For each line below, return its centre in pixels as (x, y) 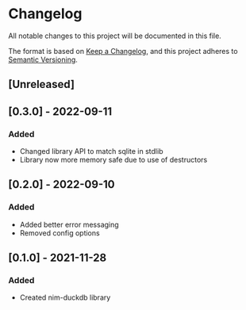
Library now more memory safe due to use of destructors (113, 160)
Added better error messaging (69, 224)
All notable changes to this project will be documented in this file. (115, 36)
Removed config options (60, 233)
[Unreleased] (42, 84)
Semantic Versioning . (43, 59)
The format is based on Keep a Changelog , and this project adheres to (123, 51)
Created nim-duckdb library (65, 297)
